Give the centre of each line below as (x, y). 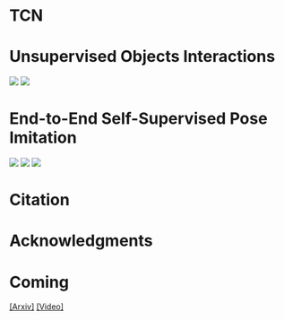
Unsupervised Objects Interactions (142, 57)
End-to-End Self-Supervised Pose (138, 119)
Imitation (43, 138)
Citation (39, 200)
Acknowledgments (82, 241)
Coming (39, 282)
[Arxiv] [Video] (37, 307)
